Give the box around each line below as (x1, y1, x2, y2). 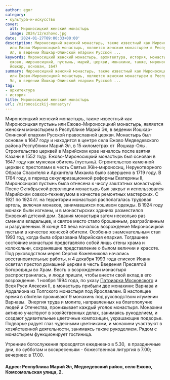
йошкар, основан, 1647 (10, 64, 58, 69)
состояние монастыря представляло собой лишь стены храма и (5, 239, 145, 246)
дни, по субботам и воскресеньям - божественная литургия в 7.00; (5, 347, 152, 353)
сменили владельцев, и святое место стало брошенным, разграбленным (5, 218, 164, 224)
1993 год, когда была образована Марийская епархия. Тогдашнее (5, 234, 148, 240)
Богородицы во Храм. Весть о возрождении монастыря (5, 267, 126, 273)
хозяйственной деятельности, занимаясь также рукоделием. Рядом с (5, 326, 157, 332)
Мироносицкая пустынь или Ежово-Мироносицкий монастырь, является (5, 121, 163, 127)
